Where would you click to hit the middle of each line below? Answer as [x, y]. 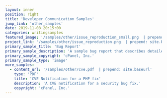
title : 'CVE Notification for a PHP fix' [57, 79]
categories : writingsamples [34, 33]
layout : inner [20, 10]
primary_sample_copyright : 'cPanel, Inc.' [50, 56]
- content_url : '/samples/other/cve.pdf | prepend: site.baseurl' [81, 70]
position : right [22, 14]
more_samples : [20, 65]
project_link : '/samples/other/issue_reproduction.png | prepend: [77, 42]
